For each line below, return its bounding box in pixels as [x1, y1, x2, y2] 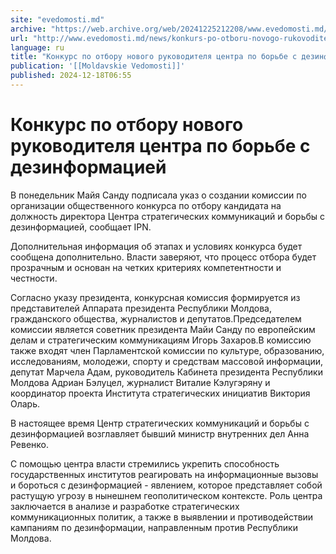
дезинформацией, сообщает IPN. [10, 221, 152, 233]
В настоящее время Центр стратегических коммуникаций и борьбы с [10, 417, 310, 429]
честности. [10, 272, 58, 284]
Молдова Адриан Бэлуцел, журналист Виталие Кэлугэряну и [10, 376, 271, 388]
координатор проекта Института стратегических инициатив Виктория [10, 387, 311, 399]
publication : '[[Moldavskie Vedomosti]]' [10, 61, 186, 71]
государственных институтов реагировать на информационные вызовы [10, 468, 319, 480]
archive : [10, 24, 47, 34]
